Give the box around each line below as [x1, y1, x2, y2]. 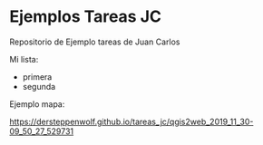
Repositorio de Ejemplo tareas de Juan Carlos [9, 36, 180, 47]
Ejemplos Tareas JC [9, 6, 161, 27]
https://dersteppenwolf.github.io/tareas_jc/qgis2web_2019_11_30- [9, 116, 254, 127]
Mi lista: [9, 53, 39, 64]
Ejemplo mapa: [9, 98, 65, 110]
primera [22, 71, 53, 82]
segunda [22, 81, 56, 92]
